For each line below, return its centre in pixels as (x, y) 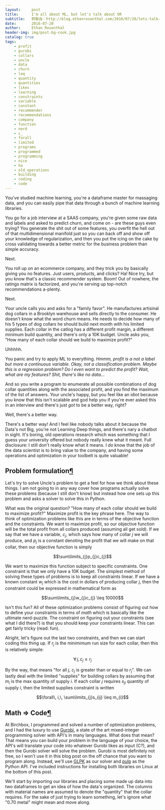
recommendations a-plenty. (33, 289)
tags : (11, 42)
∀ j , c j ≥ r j (82, 659)
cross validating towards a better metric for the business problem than (76, 244)
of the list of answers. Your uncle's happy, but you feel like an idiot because (82, 394)
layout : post (23, 10)
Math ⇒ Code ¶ (28, 713)
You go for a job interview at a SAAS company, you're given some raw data (81, 218)
